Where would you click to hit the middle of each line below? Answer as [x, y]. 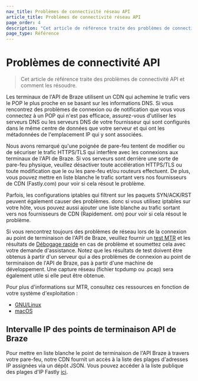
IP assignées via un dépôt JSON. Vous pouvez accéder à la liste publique [95, 365]
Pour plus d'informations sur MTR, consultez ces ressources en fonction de [98, 287]
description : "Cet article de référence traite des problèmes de [88, 28]
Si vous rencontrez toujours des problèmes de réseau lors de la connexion [96, 232]
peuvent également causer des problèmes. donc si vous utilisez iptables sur [98, 201]
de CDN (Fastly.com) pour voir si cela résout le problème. [76, 184]
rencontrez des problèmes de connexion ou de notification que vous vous [96, 109]
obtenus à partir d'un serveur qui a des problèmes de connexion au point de [98, 257]
